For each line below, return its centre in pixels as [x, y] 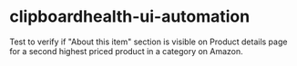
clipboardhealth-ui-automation [130, 17]
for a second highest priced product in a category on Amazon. [126, 51]
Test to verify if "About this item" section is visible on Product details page [148, 42]
